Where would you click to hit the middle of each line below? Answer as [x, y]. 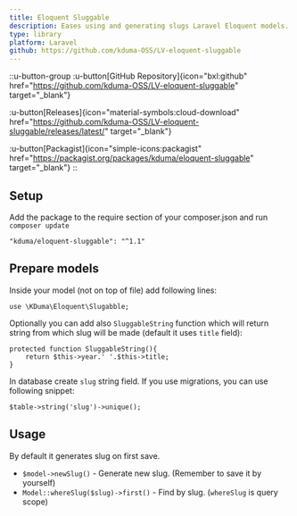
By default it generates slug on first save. [85, 455]
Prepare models [54, 269]
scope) [35, 502]
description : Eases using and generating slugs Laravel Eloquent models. [149, 26]
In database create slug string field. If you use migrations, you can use [139, 381]
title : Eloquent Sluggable [59, 17]
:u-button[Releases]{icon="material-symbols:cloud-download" [125, 112]
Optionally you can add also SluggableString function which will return [139, 323]
